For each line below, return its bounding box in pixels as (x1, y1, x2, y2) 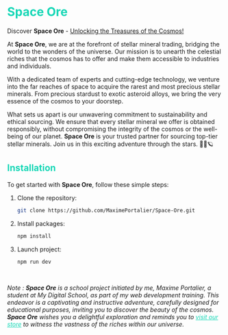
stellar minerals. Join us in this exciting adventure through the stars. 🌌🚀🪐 (7, 140, 214, 148)
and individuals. (7, 62, 52, 70)
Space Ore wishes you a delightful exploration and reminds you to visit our (7, 313, 218, 321)
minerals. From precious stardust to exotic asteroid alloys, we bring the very (7, 90, 221, 98)
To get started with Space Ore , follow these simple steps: (7, 180, 169, 188)
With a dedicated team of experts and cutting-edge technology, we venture (7, 75, 220, 83)
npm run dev (16, 258, 51, 265)
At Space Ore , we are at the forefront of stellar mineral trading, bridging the (7, 40, 220, 48)
